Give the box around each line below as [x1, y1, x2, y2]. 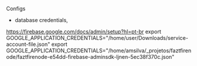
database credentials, [14, 17, 68, 23]
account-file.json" [6, 41, 51, 48]
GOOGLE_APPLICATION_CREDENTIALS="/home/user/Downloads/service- [6, 34, 189, 41]
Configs [6, 5, 26, 12]
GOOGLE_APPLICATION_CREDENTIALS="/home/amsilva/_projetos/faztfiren [6, 47, 192, 54]
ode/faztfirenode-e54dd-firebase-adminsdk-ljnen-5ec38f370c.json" [6, 54, 174, 60]
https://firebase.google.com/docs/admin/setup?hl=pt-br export [6, 28, 162, 35]
